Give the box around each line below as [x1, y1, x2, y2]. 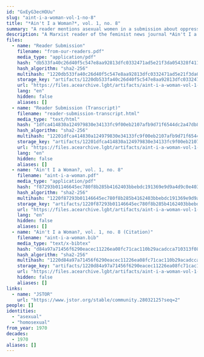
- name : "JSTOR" [12, 291, 53, 297]
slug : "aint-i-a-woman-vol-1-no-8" [6, 15, 97, 21]
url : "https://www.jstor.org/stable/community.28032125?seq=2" [17, 297, 181, 303]
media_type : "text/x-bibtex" [17, 240, 91, 246]
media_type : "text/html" [17, 116, 80, 122]
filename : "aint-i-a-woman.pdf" [17, 172, 99, 179]
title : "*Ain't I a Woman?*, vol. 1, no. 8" [6, 20, 121, 26]
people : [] [6, 302, 34, 308]
